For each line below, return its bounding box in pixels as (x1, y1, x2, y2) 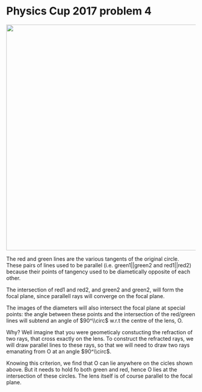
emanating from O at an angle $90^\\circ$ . (6, 347, 112, 355)
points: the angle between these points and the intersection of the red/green (6, 310, 195, 317)
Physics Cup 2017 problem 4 (6, 4, 152, 18)
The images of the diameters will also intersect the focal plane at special (6, 304, 185, 311)
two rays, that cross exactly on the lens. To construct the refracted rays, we (6, 335, 194, 342)
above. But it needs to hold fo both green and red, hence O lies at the (6, 366, 177, 373)
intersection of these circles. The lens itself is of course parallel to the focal (6, 372, 193, 379)
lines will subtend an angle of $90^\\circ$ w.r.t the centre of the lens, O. (6, 317, 183, 324)
